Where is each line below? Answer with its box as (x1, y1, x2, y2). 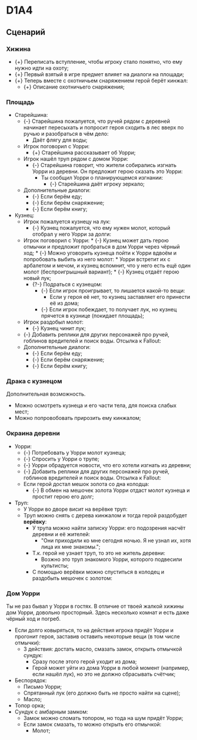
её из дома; (49, 299, 79, 307)
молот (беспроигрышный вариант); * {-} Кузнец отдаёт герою (23, 268, 179, 275)
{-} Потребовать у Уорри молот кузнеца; (23, 449, 126, 456)
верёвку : (23, 518, 47, 525)
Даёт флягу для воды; (32, 136, 88, 144)
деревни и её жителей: (32, 530, 91, 537)
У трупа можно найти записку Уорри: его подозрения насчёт (32, 524, 186, 532)
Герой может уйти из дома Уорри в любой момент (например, (32, 664, 190, 671)
